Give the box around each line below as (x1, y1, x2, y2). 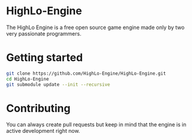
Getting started (6, 51, 83, 65)
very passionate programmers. (6, 30, 81, 37)
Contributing (6, 101, 71, 115)
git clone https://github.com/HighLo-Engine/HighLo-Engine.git (6, 70, 166, 77)
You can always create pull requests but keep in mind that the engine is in (6, 121, 187, 128)
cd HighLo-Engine (6, 76, 49, 82)
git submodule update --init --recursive (6, 81, 111, 87)
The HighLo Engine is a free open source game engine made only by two (6, 24, 185, 31)
